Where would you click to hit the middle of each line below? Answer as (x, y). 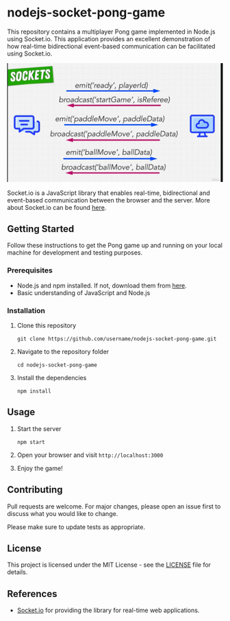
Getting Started (41, 229)
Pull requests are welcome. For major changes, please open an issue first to (114, 506)
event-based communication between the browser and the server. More (108, 200)
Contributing (35, 490)
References (32, 594)
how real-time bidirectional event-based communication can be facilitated (111, 46)
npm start (31, 442)
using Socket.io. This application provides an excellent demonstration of (109, 38)
